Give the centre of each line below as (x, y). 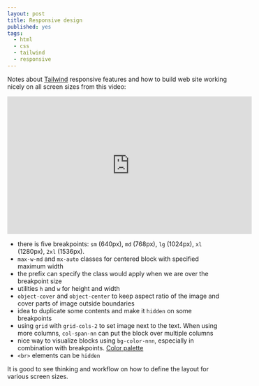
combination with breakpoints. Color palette (80, 348)
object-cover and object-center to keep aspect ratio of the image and (118, 296)
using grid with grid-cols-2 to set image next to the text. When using (117, 325)
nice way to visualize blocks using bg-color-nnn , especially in (105, 341)
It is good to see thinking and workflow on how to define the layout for (108, 369)
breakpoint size (39, 281)
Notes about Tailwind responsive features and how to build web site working (117, 79)
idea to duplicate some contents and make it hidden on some (104, 310)
